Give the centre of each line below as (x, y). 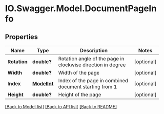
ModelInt (43, 84)
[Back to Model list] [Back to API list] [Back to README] (61, 107)
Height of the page (80, 95)
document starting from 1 (88, 87)
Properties (21, 37)
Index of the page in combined (93, 81)
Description (94, 50)
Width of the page (79, 73)
